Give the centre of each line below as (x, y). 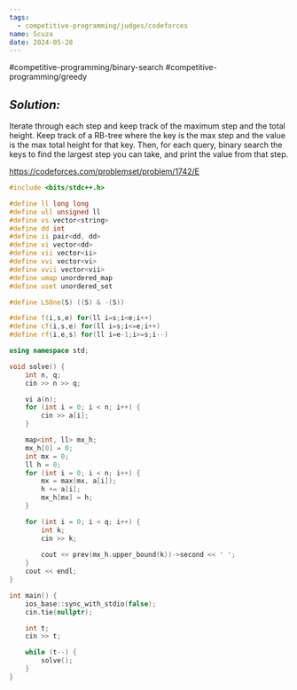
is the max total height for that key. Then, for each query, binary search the (146, 145)
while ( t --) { (51, 653)
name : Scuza (31, 34)
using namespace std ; (49, 351)
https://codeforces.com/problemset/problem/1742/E (104, 172)
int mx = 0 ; (47, 456)
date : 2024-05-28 (41, 42)
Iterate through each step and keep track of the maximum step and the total (147, 126)
